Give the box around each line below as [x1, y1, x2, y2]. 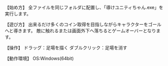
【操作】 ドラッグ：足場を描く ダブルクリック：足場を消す [5, 45, 127, 50]
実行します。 [5, 11, 31, 17]
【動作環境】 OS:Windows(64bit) [5, 55, 74, 61]
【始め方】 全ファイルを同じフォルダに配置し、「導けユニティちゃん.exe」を [5, 5, 163, 10]
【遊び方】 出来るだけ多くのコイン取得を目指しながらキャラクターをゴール [5, 22, 162, 27]
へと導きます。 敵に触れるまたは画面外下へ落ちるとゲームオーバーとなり [5, 28, 156, 34]
